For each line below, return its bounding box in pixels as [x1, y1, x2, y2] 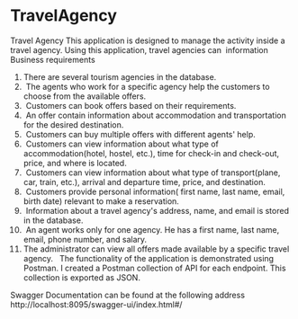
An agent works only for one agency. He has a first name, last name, [25, 224, 280, 235]
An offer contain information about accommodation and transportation [25, 110, 286, 120]
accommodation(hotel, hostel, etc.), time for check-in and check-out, [23, 147, 280, 158]
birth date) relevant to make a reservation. [23, 195, 179, 207]
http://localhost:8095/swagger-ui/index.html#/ [10, 298, 183, 310]
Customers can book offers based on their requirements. [25, 100, 237, 111]
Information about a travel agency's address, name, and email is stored [25, 205, 289, 216]
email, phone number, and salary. [23, 234, 148, 244]
